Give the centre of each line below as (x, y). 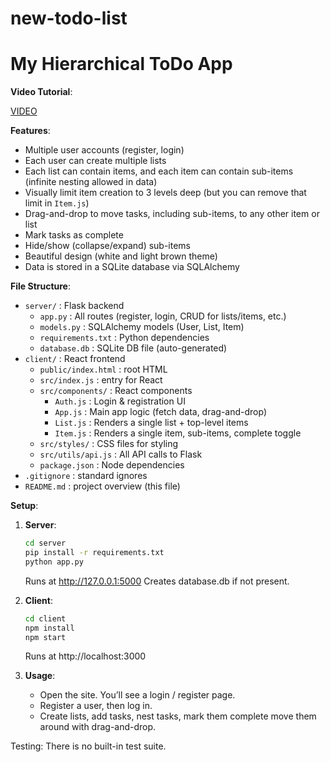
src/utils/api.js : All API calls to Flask (121, 454)
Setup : (24, 506)
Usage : (40, 676)
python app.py (54, 562)
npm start (45, 637)
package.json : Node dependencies (112, 465)
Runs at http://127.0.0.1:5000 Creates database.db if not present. (157, 581)
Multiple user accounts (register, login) (104, 150)
